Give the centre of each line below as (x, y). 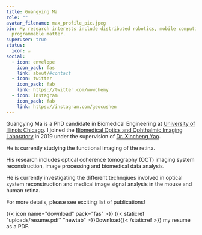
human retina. (23, 190)
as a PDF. (18, 226)
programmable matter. (39, 34)
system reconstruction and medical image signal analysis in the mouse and (99, 184)
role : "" (17, 17)
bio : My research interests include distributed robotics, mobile (91, 28)
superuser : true (26, 40)
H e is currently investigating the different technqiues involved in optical (94, 177)
